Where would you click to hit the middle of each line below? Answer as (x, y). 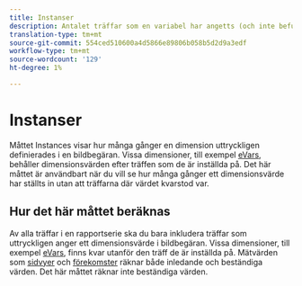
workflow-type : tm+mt (50, 51)
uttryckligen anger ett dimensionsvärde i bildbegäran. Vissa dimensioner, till (150, 243)
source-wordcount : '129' (56, 59)
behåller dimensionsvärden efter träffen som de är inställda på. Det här (140, 164)
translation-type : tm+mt (56, 34)
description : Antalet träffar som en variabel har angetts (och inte (142, 26)
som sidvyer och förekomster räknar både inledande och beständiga (136, 262)
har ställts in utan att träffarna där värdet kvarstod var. (109, 183)
